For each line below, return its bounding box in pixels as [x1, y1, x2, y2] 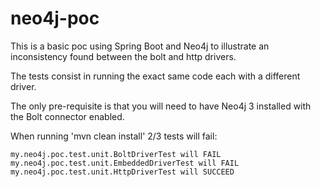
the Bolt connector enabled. [10, 110, 125, 122]
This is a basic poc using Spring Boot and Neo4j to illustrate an [10, 40, 270, 52]
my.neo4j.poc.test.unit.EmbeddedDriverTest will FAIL [10, 158, 240, 168]
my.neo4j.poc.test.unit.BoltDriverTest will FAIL [10, 149, 222, 159]
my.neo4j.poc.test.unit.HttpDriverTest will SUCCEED [10, 167, 235, 177]
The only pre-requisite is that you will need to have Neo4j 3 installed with [10, 100, 312, 112]
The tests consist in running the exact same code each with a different [10, 70, 301, 82]
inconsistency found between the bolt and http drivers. [10, 50, 237, 62]
